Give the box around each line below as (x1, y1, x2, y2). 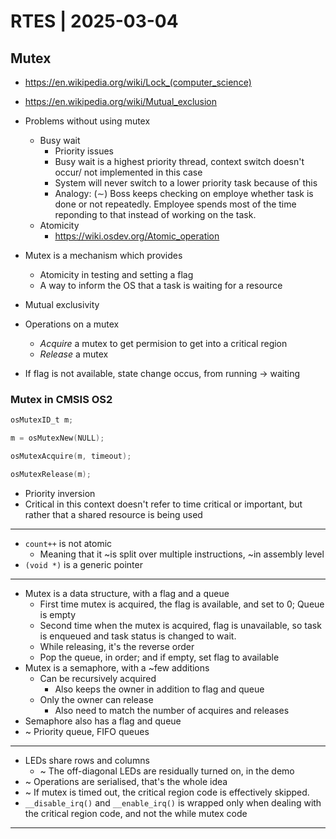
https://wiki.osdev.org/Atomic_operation (54, 230, 220, 242)
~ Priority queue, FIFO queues (24, 725, 150, 737)
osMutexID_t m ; (10, 415, 74, 425)
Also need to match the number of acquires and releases (54, 704, 290, 716)
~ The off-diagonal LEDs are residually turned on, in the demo (39, 765, 295, 777)
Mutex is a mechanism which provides (24, 250, 183, 261)
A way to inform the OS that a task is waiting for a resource (39, 280, 283, 291)
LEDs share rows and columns (24, 754, 150, 766)
